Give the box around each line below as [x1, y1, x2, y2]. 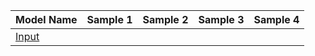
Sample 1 [86, 13, 133, 26]
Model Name [15, 13, 78, 26]
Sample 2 [142, 13, 189, 26]
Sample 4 [253, 13, 300, 26]
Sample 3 [198, 13, 245, 26]
